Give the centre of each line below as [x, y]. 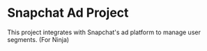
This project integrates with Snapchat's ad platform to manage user [104, 32]
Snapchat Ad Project [68, 13]
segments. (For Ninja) [38, 39]
